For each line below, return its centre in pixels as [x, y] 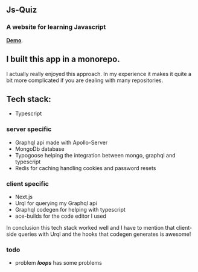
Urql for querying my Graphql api [56, 203]
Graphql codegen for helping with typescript [70, 209]
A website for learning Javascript [56, 27]
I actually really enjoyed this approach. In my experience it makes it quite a [99, 74]
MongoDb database [40, 149]
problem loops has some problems [59, 263]
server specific [29, 129]
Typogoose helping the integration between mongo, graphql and [95, 155]
